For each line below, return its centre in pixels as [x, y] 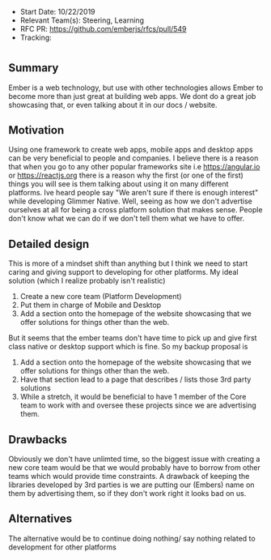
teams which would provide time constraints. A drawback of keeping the [129, 477]
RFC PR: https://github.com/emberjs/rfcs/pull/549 [103, 29]
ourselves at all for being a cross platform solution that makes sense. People [135, 210]
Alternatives [40, 519]
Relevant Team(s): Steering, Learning [82, 20]
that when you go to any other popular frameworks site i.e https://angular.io [134, 167]
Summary [34, 68]
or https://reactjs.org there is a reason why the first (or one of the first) [126, 175]
